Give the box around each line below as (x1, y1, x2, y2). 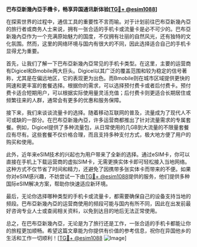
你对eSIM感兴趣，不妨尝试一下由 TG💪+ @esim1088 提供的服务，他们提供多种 (6, 173, 191, 180)
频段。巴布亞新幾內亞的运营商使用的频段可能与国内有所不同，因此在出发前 (6, 200, 186, 207)
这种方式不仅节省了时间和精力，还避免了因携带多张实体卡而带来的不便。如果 (6, 165, 191, 172)
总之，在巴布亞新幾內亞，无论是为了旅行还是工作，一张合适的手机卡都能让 (6, 220, 186, 226)
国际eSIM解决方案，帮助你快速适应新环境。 (6, 180, 111, 187)
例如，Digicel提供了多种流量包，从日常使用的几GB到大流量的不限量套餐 (16, 124, 189, 131)
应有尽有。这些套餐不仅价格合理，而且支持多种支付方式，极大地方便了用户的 (6, 131, 191, 138)
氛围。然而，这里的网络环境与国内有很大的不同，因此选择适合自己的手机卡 (11, 40, 191, 47)
